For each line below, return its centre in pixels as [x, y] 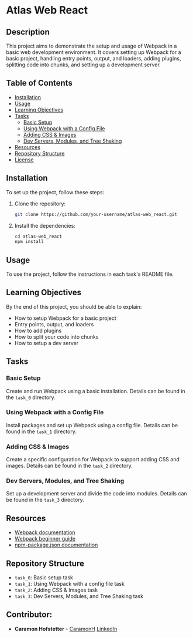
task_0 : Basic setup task [44, 578]
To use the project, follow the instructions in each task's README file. [90, 274]
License [24, 160]
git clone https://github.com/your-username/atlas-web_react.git [96, 214]
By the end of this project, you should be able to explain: [74, 306]
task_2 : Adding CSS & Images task [56, 590]
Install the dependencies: [45, 225]
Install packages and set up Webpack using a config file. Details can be [92, 425]
